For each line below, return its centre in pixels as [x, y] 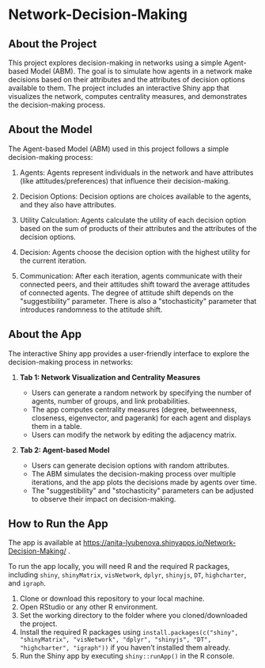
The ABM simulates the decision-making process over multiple [134, 473]
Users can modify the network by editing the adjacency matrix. [134, 435]
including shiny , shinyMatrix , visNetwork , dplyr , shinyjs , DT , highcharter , [127, 575]
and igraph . [27, 583]
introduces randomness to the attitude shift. [91, 309]
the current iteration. [53, 260]
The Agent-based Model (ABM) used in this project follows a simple [119, 149]
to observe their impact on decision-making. [104, 499]
